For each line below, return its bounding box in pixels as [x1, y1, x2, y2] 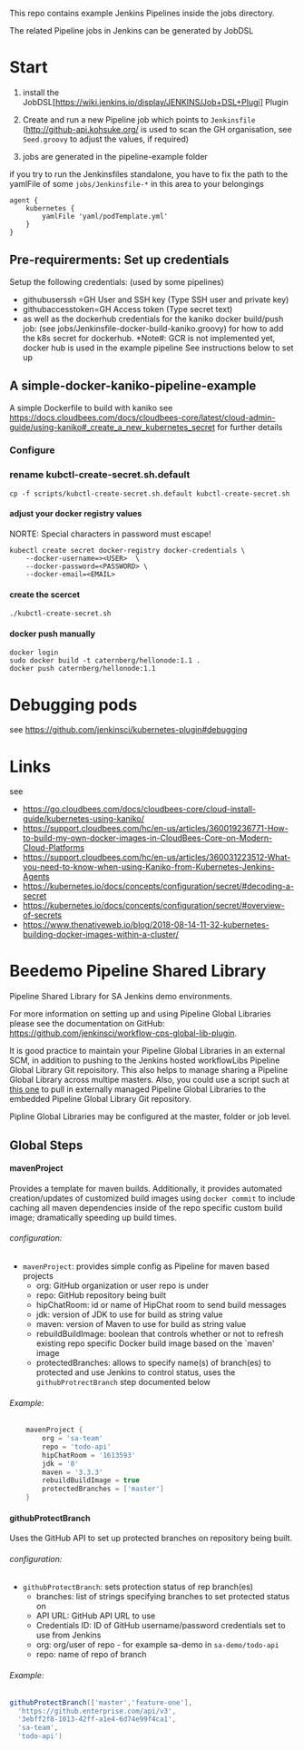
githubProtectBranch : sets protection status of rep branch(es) [22, 1581, 254, 1592]
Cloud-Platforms [22, 842, 84, 853]
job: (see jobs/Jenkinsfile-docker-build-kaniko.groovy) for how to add [22, 322, 284, 334]
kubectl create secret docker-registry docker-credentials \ [9, 546, 246, 555]
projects [22, 1271, 54, 1281]
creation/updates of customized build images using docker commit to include [9, 1193, 296, 1204]
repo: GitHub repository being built [35, 1290, 166, 1301]
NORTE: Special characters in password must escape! [9, 528, 211, 539]
